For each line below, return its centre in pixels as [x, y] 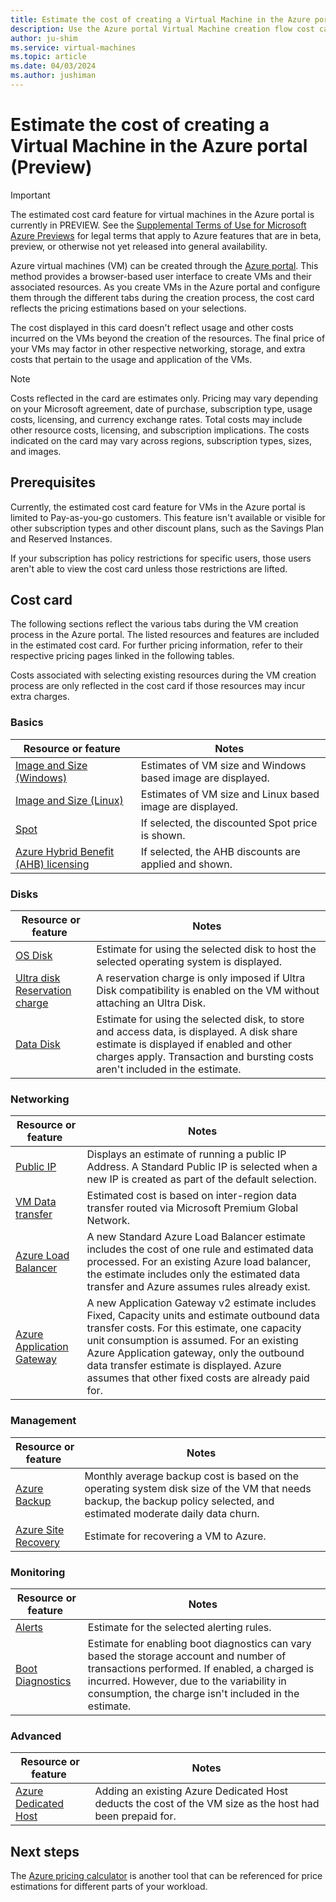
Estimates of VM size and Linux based [230, 794]
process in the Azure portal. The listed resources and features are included [165, 635]
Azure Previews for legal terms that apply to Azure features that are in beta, [166, 235]
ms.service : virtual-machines [73, 47]
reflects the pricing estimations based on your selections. [128, 308]
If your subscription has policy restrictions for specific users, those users [161, 558]
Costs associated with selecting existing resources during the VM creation [163, 675]
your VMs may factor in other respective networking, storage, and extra [158, 348]
